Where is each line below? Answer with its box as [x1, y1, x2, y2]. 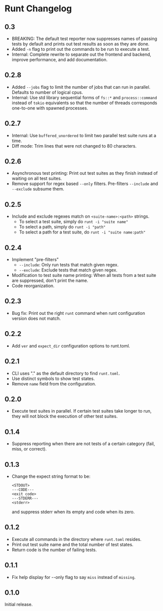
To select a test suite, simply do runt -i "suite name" [19, 219, 129, 225]
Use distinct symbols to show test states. [11, 376, 95, 382]
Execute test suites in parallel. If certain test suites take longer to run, [11, 408, 152, 414]
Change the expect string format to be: [11, 473, 91, 479]
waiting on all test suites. [11, 176, 62, 182]
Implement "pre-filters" [11, 257, 59, 263]
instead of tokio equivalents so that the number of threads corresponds [11, 100, 158, 106]
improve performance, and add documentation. [11, 57, 108, 62]
